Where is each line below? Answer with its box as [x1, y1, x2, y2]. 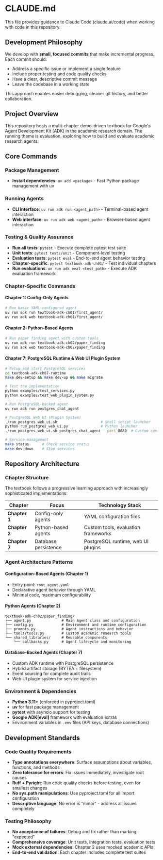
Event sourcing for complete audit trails [12, 671, 91, 676]
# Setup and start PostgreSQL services [5, 366, 86, 371]
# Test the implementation [5, 384, 60, 389]
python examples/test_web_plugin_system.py [5, 393, 95, 398]
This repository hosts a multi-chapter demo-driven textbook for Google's [5, 122, 151, 129]
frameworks [84, 530, 112, 537]
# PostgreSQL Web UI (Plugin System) [5, 415, 81, 420]
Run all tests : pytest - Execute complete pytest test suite [12, 245, 127, 251]
